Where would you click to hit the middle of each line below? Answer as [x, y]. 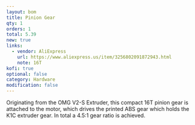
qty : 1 [15, 23]
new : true [19, 40]
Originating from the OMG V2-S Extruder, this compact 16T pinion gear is [97, 103]
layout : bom [21, 12]
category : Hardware [31, 79]
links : [15, 46]
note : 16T [30, 62]
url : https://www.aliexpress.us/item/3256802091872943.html [94, 57]
